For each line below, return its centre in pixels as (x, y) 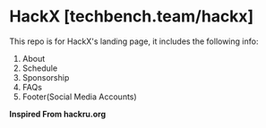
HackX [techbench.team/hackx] (132, 17)
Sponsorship (46, 77)
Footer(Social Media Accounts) (79, 97)
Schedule (40, 68)
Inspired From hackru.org (58, 114)
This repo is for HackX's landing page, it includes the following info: (134, 41)
